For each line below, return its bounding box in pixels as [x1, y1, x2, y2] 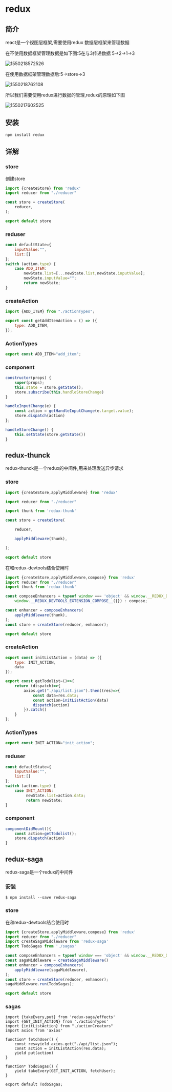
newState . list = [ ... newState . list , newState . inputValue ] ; [24, 271, 145, 276]
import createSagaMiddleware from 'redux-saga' [5, 939, 109, 944]
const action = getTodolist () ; [14, 831, 77, 836]
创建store [5, 175, 26, 182]
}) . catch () [24, 707, 47, 712]
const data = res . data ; [32, 693, 79, 698]
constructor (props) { [5, 375, 52, 381]
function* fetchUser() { [5, 1037, 58, 1042]
